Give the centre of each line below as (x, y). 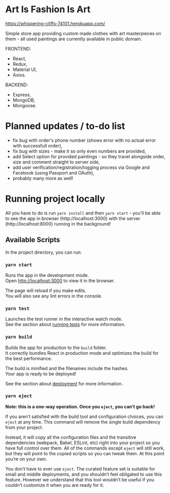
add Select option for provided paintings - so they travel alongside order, (89, 156)
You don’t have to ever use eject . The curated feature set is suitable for (80, 469)
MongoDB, (24, 100)
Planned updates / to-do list (65, 126)
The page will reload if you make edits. (46, 290)
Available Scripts (33, 240)
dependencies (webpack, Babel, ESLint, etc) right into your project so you (83, 442)
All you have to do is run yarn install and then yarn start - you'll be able (83, 213)
